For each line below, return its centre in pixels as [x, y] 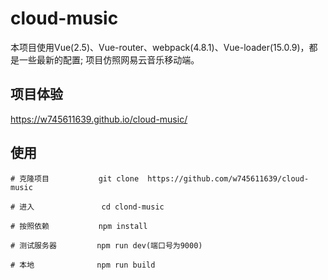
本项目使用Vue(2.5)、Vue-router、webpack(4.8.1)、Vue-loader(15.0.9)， [160, 47]
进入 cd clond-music [92, 207]
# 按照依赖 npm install [79, 226]
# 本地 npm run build [83, 265]
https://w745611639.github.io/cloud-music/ [99, 119]
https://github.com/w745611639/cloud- [228, 178]
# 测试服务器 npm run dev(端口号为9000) [106, 245]
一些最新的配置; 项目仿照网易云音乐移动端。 [109, 59]
